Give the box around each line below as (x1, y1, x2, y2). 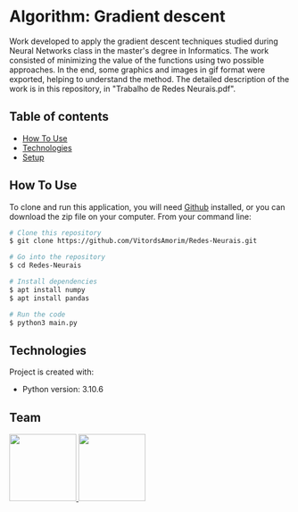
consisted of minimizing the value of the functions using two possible (9, 55, 265, 65)
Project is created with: (9, 366, 95, 377)
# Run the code (9, 310, 66, 319)
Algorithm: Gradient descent (9, 6, 226, 27)
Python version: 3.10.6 (21, 384, 104, 395)
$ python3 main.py (9, 318, 78, 327)
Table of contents (9, 109, 109, 124)
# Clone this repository (9, 228, 102, 238)
